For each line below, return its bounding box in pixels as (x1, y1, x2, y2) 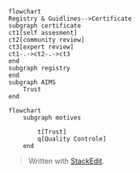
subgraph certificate (8, 22, 82, 30)
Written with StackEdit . (28, 156, 105, 166)
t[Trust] (37, 128, 67, 136)
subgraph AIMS (8, 78, 57, 86)
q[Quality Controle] (37, 135, 107, 143)
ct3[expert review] (8, 43, 74, 51)
